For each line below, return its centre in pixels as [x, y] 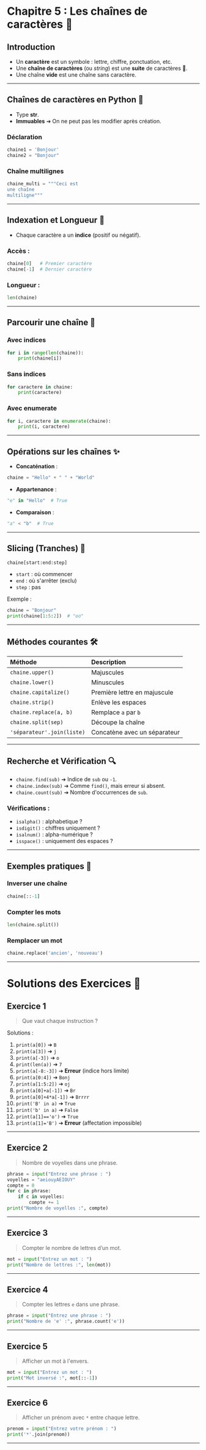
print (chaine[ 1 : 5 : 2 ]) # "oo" [46, 616]
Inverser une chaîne [37, 884]
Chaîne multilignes [35, 171]
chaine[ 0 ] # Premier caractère [50, 263]
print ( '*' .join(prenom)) [39, 1435]
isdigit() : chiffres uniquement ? [58, 828]
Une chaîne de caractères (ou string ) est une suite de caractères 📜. [102, 68]
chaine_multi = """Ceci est [43, 184]
